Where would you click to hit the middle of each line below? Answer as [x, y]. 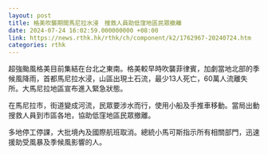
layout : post [30, 15]
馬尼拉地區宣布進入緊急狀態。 [78, 89]
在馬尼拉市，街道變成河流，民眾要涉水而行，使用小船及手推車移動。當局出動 [134, 106]
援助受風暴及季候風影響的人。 [57, 142]
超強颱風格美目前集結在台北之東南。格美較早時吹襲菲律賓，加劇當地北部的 [130, 69]
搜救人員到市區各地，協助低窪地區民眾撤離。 [82, 115]
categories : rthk [37, 45]
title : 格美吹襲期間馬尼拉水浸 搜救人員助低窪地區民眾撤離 [95, 23]
